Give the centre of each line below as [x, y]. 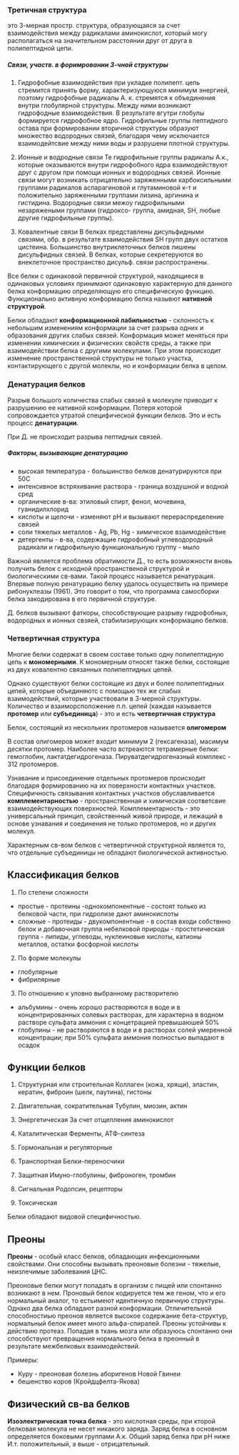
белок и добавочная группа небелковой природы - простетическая [121, 929]
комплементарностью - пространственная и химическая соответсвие [117, 800]
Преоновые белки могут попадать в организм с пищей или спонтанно [115, 1286]
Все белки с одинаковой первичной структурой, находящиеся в [106, 276]
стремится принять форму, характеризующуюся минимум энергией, [123, 90]
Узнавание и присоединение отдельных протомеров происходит [107, 778]
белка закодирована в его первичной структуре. [82, 599]
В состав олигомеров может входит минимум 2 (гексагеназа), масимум [118, 741]
